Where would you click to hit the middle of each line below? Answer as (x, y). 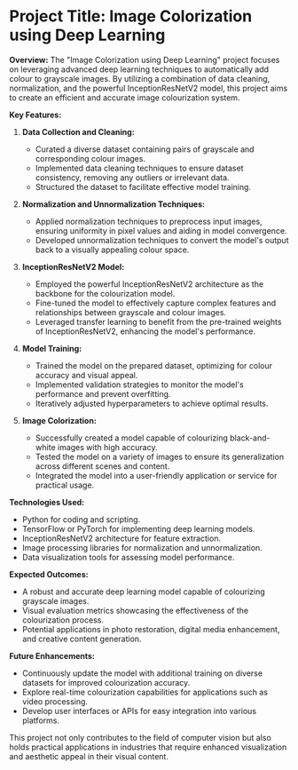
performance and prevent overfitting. (103, 393)
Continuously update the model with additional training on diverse (142, 673)
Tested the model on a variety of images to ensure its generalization (160, 456)
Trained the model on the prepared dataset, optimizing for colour (154, 365)
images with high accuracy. (107, 447)
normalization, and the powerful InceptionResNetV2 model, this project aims (149, 88)
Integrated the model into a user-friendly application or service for (156, 475)
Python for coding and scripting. (81, 519)
